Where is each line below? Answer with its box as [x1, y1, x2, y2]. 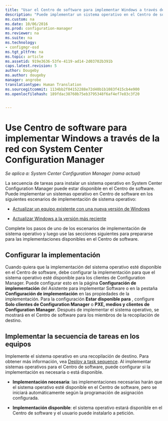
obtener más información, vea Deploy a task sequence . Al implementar [5, 358, 151, 364]
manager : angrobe [5, 77, 41, 82]
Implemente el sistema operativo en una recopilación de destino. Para [5, 353, 149, 359]
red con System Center [5, 143, 103, 155]
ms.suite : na [5, 36, 32, 41]
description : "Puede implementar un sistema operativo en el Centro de [5, 12, 157, 17]
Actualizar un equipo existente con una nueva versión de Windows [12, 206, 150, 212]
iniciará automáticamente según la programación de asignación [12, 389, 143, 395]
